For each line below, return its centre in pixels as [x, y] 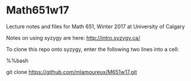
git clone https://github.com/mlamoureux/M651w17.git [72, 72]
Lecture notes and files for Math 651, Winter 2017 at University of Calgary [96, 26]
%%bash [17, 60]
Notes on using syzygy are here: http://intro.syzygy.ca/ [73, 38]
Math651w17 [38, 10]
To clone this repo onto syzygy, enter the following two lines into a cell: [93, 49]
